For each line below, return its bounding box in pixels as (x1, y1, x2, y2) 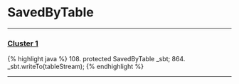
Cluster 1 (7, 38, 39, 48)
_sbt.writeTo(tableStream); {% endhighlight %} (7, 62, 144, 71)
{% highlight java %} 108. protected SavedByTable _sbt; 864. (7, 55, 186, 63)
